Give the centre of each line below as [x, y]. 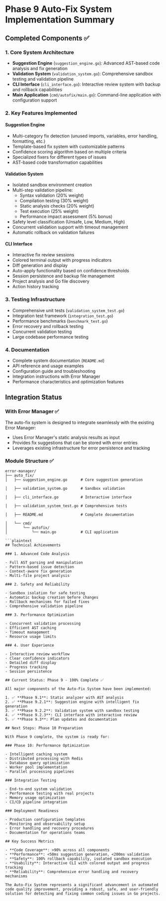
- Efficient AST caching [31, 628]
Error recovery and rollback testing [48, 326]
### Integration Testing [31, 780]
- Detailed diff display [31, 663]
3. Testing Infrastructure [35, 300]
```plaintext [19, 541]
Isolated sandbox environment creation [52, 185]
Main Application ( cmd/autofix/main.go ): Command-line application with [86, 95]
